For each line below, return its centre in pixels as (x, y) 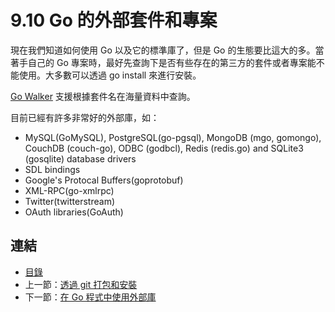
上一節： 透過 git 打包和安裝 (81, 284)
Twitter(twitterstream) (69, 201)
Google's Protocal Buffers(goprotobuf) (104, 180)
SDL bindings (52, 169)
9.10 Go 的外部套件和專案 (114, 20)
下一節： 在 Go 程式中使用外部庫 (90, 297)
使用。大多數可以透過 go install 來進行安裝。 (110, 75)
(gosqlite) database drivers (80, 158)
